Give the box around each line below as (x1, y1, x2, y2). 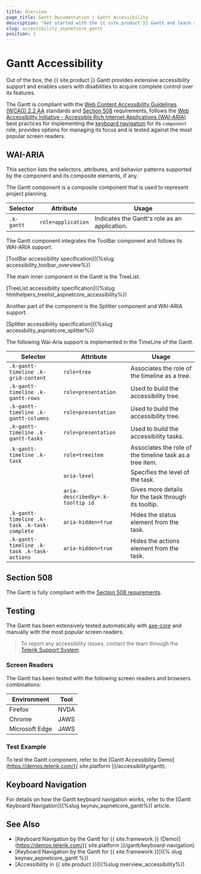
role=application (39, 219, 89, 225)
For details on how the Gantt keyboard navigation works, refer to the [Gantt (6, 796, 191, 803)
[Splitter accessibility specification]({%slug (6, 320, 112, 328)
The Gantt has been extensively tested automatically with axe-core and (6, 622, 182, 629)
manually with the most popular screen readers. (6, 628, 124, 635)
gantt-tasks (9, 435, 44, 442)
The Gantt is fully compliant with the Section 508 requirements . (6, 588, 162, 595)
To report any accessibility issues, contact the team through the (20, 640, 178, 647)
